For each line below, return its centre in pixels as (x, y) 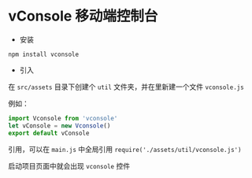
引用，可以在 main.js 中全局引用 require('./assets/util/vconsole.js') (125, 149)
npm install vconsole (44, 54)
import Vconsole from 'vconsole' (63, 118)
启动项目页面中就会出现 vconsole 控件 (69, 165)
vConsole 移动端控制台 (83, 16)
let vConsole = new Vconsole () (59, 126)
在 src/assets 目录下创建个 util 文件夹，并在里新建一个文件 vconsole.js (126, 87)
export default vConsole (49, 133)
